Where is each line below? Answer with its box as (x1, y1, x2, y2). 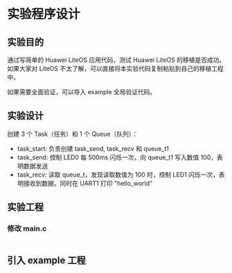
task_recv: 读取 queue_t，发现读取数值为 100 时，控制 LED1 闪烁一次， (17, 170, 220, 179)
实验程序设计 (7, 6, 81, 22)
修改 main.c (7, 224, 47, 234)
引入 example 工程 (7, 254, 86, 266)
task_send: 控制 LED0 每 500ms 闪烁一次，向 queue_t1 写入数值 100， (17, 153, 217, 161)
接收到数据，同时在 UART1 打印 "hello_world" (23, 179, 153, 187)
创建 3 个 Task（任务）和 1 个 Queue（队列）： (7, 130, 139, 138)
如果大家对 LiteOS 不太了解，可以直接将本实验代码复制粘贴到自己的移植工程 (7, 64, 224, 73)
